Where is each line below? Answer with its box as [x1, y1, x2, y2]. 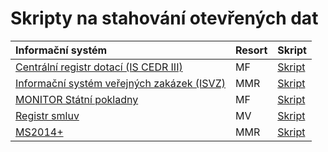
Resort [234, 43, 268, 57]
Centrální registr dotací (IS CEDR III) [15, 60, 183, 74]
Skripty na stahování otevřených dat [10, 7, 319, 30]
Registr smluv [15, 108, 80, 122]
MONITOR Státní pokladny [15, 92, 139, 106]
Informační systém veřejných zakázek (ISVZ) [15, 76, 226, 90]
